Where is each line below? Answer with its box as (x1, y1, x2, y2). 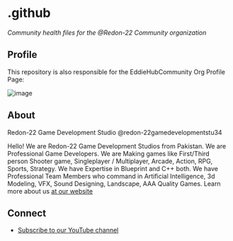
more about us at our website (7, 187, 93, 195)
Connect (7, 207, 47, 219)
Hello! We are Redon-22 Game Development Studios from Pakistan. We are (7, 141, 227, 150)
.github (7, 5, 51, 21)
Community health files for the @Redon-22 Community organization (7, 28, 207, 37)
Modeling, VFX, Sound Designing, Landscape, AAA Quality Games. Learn (7, 179, 221, 188)
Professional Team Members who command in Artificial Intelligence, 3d (7, 172, 215, 180)
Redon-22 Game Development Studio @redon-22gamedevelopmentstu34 (7, 128, 222, 136)
